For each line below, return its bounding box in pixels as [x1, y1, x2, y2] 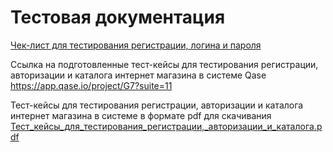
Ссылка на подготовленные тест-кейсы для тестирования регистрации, [10, 58, 319, 70]
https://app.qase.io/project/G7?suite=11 [10, 79, 173, 91]
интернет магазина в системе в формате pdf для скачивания [10, 109, 272, 121]
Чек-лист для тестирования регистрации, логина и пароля [10, 39, 262, 51]
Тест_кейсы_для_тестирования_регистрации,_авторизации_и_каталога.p [10, 120, 323, 132]
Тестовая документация [10, 6, 226, 29]
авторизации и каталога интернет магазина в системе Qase [10, 69, 267, 81]
